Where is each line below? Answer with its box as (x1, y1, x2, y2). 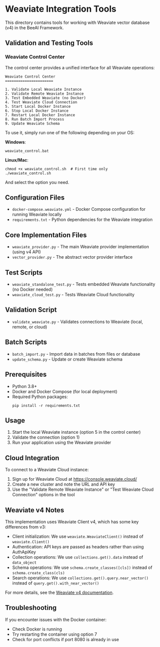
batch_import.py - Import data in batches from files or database (12, 351, 140, 357)
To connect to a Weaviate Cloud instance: (5, 467, 89, 473)
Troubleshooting (5, 604, 57, 612)
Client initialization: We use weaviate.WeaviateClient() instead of (12, 533, 144, 539)
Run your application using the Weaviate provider (12, 440, 111, 445)
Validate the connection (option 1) (12, 434, 80, 440)
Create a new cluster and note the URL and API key (12, 482, 116, 487)
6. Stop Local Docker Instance (5, 108, 69, 113)
